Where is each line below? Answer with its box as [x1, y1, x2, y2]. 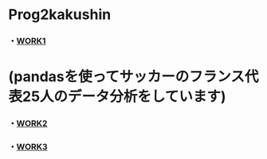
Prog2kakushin [8, 6, 112, 24]
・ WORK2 [8, 118, 48, 129]
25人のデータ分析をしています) [22, 87, 226, 106]
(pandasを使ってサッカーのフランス [8, 68, 245, 86]
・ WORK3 [8, 142, 48, 153]
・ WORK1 [8, 36, 46, 47]
